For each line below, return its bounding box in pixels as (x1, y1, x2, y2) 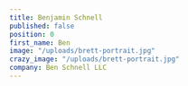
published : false (9, 21, 75, 30)
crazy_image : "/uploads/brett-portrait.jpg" (9, 55, 180, 64)
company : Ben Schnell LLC (9, 64, 107, 73)
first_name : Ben (9, 38, 70, 47)
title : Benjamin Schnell (9, 13, 103, 22)
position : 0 (9, 30, 54, 39)
